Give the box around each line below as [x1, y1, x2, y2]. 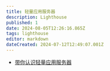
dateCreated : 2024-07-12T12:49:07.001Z [6, 42, 104, 48]
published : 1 [6, 20, 38, 25]
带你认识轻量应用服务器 [14, 59, 72, 66]
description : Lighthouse [6, 14, 67, 20]
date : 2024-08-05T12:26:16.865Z [6, 25, 85, 31]
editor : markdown [6, 36, 49, 42]
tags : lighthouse [6, 31, 49, 37]
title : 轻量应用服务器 [6, 8, 56, 15]
